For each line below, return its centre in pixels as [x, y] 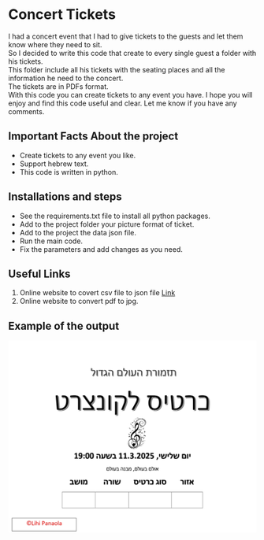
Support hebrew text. [54, 164]
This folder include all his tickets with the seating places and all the [117, 69]
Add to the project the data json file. [78, 232]
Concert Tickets [62, 15]
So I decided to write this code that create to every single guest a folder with [132, 53]
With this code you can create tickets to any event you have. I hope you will [130, 94]
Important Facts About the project [93, 137]
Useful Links [39, 274]
